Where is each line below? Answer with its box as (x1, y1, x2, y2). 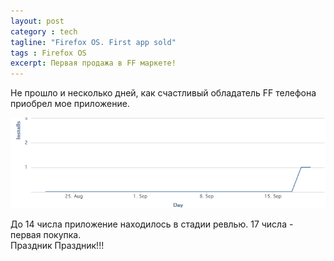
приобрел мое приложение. (10, 98, 130, 110)
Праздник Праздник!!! (10, 240, 105, 251)
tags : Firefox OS (10, 48, 87, 58)
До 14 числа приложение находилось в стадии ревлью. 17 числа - (10, 218, 294, 230)
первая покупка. (10, 229, 82, 240)
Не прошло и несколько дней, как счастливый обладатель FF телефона (10, 87, 317, 99)
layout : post (10, 16, 65, 26)
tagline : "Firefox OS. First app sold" (10, 37, 177, 47)
